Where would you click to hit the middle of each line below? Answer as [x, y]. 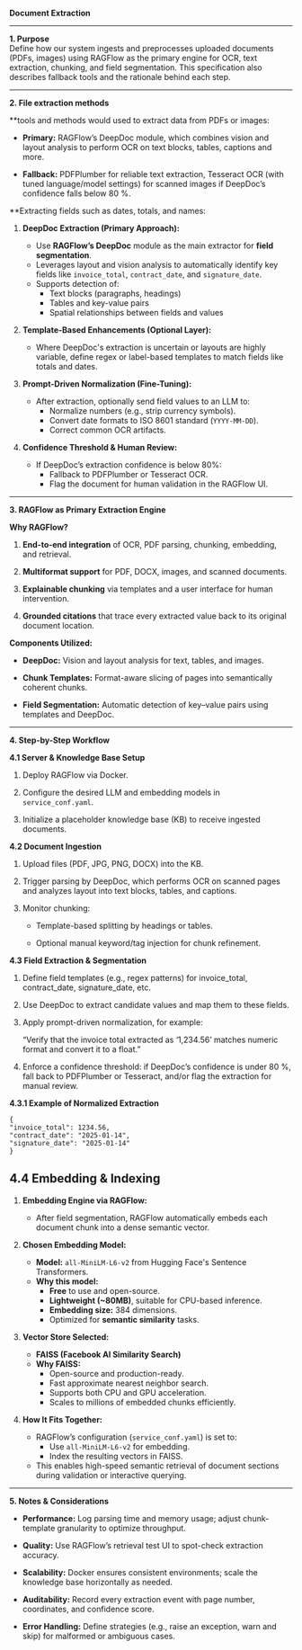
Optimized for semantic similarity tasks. [124, 1319]
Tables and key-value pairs [99, 303]
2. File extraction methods [59, 103]
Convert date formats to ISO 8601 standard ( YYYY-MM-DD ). [154, 420]
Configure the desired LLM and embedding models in [121, 792]
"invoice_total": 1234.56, [60, 1128]
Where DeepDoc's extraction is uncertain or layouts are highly [151, 347]
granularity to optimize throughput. [121, 1528]
